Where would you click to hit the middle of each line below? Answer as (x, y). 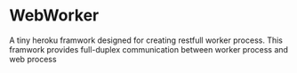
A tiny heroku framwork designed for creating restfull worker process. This (146, 40)
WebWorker (54, 16)
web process (33, 59)
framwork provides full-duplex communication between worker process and (149, 49)
